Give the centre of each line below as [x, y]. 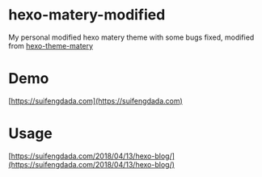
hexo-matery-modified [87, 15]
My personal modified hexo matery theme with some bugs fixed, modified [131, 37]
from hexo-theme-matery [51, 45]
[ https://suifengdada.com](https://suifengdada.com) [96, 101]
